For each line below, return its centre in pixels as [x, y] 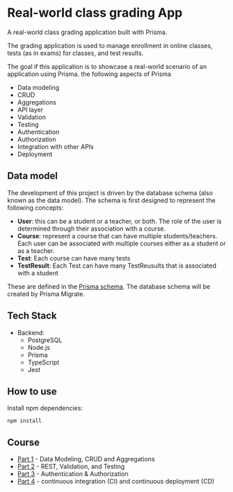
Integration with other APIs [55, 146]
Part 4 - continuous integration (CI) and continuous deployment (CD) [116, 482]
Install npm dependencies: [45, 408]
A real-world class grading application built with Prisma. [87, 32]
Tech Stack [32, 316]
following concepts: [35, 208]
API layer [30, 109]
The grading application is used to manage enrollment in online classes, [110, 45]
